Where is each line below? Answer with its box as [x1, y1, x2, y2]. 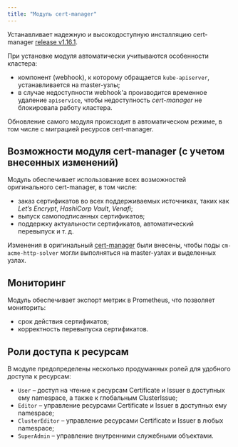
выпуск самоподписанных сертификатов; [17, 212, 145, 221]
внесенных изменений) [7, 156, 119, 169]
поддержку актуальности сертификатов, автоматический [17, 219, 195, 228]
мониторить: [7, 303, 46, 312]
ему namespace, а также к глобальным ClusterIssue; [17, 393, 178, 402]
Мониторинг [7, 276, 66, 289]
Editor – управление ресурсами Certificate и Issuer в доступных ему [17, 401, 227, 410]
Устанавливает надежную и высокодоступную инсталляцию [7, 30, 192, 39]
